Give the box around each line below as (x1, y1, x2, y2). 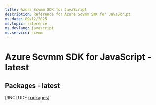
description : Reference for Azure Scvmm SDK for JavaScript (5, 12, 131, 17)
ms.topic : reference (5, 21, 48, 26)
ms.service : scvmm (5, 30, 43, 35)
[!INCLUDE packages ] (5, 95, 50, 100)
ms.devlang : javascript (5, 26, 54, 31)
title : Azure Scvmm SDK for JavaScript (5, 7, 87, 12)
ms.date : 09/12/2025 (5, 16, 48, 21)
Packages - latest (5, 81, 60, 90)
